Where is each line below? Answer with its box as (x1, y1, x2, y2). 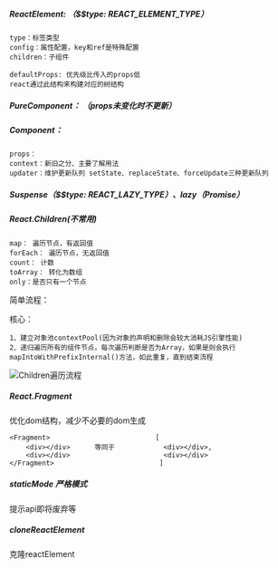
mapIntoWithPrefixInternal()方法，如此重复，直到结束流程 (9, 352, 214, 361)
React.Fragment (9, 390, 72, 402)
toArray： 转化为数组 (9, 267, 83, 276)
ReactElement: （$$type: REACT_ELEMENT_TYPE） (9, 8, 209, 19)
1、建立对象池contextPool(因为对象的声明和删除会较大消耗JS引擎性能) (9, 333, 243, 342)
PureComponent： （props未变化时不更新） (9, 100, 177, 111)
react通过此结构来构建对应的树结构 (9, 80, 125, 89)
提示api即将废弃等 (9, 503, 77, 514)
